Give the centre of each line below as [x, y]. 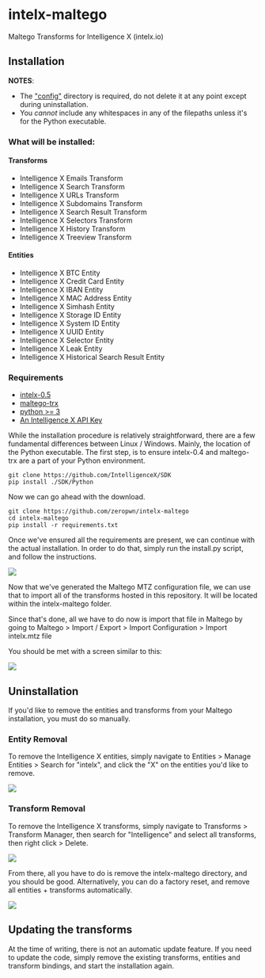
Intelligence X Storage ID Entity [70, 315]
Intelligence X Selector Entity [67, 340]
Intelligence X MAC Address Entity [76, 298]
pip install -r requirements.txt [63, 525]
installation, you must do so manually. [69, 719]
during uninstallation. [54, 104]
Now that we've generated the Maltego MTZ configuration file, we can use [130, 587]
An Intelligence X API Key [61, 420]
